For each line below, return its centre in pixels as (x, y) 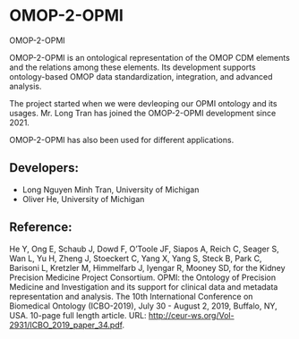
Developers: (44, 168)
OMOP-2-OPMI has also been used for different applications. (122, 140)
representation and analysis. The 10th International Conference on (131, 296)
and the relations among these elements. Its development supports (133, 67)
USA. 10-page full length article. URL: (78, 315)
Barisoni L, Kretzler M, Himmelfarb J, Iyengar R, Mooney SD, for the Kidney (147, 267)
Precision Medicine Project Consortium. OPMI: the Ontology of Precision (142, 277)
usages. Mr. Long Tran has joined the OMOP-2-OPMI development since (143, 113)
